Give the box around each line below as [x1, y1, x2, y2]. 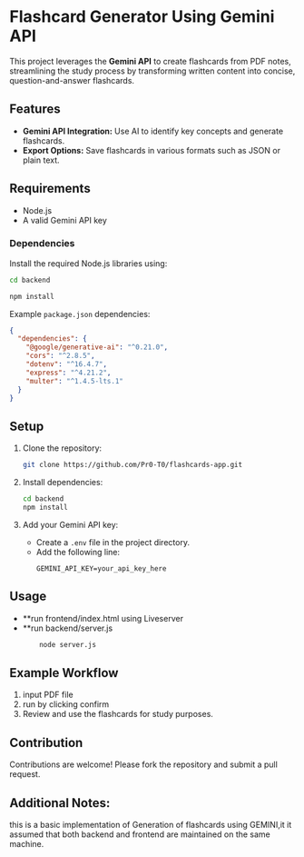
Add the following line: [35, 546, 121, 557]
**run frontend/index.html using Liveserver [22, 613, 184, 623]
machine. [9, 839, 44, 850]
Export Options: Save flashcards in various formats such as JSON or [22, 144, 281, 155]
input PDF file [22, 689, 74, 701]
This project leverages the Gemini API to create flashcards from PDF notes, [9, 55, 292, 66]
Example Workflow [9, 665, 119, 681]
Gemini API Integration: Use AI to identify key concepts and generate [22, 125, 284, 136]
